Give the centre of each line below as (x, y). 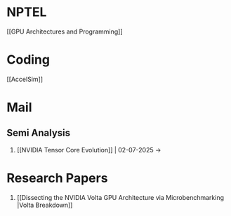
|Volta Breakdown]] (45, 205)
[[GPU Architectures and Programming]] (65, 31)
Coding (28, 60)
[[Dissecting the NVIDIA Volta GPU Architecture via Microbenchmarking (120, 197)
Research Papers (57, 178)
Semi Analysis (39, 133)
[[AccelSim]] (25, 79)
